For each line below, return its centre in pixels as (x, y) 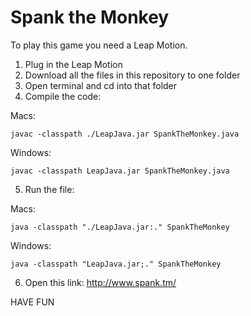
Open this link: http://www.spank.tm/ (100, 282)
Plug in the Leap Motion (73, 64)
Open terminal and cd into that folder (101, 85)
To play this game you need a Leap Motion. (99, 45)
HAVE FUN (32, 302)
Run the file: (49, 189)
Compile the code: (63, 96)
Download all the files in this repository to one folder (132, 75)
